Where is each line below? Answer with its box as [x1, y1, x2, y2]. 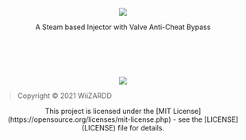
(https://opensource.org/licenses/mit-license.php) [7, 115, 171, 124]
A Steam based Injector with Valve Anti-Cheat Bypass [35, 22, 211, 32]
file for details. [117, 123, 165, 132]
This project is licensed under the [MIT [44, 106, 171, 115]
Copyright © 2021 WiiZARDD [17, 91, 113, 100]
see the [178, 115, 202, 124]
